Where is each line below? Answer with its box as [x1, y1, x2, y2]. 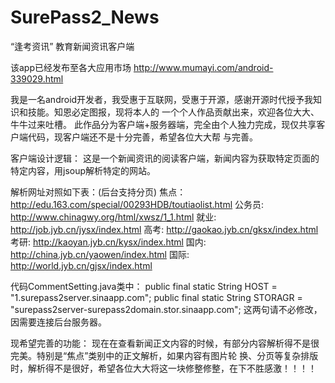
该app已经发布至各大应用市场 [10, 61, 132, 73]
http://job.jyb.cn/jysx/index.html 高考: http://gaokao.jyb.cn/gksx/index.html [10, 223, 319, 235]
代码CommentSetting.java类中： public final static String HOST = [10, 280, 278, 292]
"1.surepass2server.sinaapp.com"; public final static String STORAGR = [10, 291, 303, 303]
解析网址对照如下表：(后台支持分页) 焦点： [10, 186, 187, 198]
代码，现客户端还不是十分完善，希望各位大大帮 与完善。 [27, 131, 258, 143]
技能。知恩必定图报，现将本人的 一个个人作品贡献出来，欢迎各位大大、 [27, 106, 320, 118]
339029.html [10, 72, 64, 85]
